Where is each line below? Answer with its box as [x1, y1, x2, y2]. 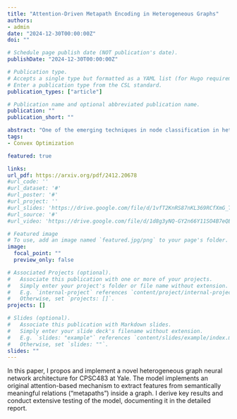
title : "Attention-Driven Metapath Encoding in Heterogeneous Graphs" [7, 10, 219, 18]
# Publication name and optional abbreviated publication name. [7, 101, 200, 108]
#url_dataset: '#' [7, 185, 61, 192]
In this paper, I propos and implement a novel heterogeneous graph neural [7, 367, 223, 375]
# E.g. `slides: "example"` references [7, 334, 131, 342]
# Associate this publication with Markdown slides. [7, 321, 172, 328]
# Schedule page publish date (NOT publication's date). [7, 49, 178, 56]
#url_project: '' [7, 198, 59, 205]
